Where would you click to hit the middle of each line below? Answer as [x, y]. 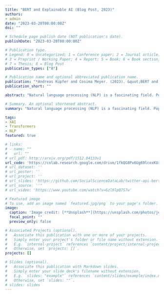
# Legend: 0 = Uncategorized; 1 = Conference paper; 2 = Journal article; [83, 54]
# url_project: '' [24, 176]
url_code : [15, 163]
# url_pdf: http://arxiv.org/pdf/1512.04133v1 [53, 158]
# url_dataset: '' [24, 167]
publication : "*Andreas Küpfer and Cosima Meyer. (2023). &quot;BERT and [82, 82]
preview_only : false [30, 221]
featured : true [20, 136]
